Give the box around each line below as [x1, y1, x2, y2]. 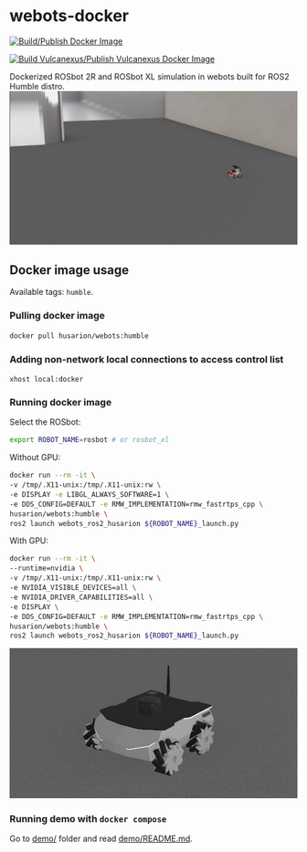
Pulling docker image [9, 310, 105, 322]
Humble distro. [9, 80, 66, 91]
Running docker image [9, 395, 112, 408]
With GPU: [9, 535, 48, 546]
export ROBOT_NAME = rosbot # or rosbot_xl [9, 436, 170, 445]
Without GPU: [9, 452, 61, 463]
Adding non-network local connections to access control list [9, 352, 284, 365]
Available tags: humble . [9, 287, 94, 298]
